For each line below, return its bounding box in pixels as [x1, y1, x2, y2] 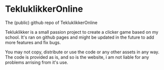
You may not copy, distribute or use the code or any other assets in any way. [5, 49, 160, 55]
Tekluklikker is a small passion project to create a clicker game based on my [5, 29, 159, 35]
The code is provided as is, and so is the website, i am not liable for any [5, 54, 149, 60]
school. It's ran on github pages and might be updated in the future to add [5, 34, 154, 40]
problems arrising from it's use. [5, 59, 69, 65]
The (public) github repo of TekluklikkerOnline [5, 20, 98, 25]
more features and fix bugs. [5, 39, 61, 45]
